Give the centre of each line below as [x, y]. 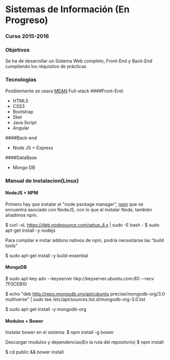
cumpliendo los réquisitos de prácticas [46, 66]
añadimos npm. [22, 215]
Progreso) [27, 20]
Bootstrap [23, 111]
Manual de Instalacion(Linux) [42, 181]
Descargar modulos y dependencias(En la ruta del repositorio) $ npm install [84, 342]
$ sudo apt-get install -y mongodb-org [46, 309]
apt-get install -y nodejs [31, 230]
